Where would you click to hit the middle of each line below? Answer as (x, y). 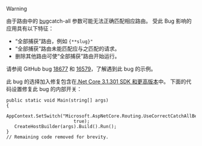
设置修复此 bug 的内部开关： (47, 89)
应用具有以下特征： (30, 28)
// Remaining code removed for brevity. (58, 137)
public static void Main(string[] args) (58, 101)
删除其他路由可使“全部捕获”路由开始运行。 (67, 56)
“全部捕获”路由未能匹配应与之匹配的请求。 (67, 48)
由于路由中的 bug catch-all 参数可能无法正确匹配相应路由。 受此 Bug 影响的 (99, 21)
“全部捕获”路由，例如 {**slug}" (54, 41)
